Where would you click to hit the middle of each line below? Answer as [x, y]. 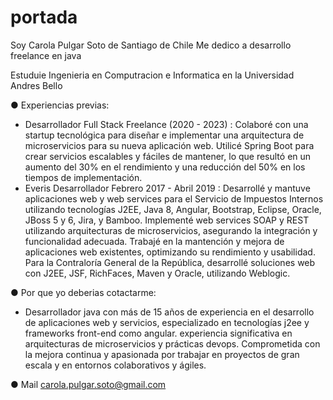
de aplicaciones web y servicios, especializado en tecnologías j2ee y [167, 322]
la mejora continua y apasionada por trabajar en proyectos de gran [162, 354]
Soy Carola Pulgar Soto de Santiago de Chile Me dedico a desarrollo [151, 45]
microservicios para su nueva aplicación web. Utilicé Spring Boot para [169, 145]
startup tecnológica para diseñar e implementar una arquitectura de [164, 135]
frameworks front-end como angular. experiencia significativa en [158, 333]
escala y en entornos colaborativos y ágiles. [115, 365]
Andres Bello [36, 85]
